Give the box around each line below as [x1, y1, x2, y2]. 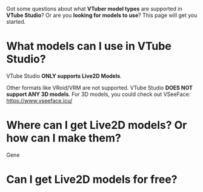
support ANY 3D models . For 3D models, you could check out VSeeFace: [6, 91, 191, 98]
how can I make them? [6, 131, 121, 145]
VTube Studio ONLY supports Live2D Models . [6, 72, 122, 80]
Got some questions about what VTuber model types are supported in [6, 5, 183, 12]
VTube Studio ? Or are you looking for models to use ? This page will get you [6, 12, 198, 19]
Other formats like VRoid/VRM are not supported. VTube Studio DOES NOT [6, 84, 193, 91]
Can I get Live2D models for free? [6, 173, 178, 187]
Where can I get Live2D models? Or [6, 118, 187, 132]
